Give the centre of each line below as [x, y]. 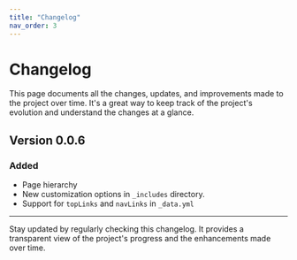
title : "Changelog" [45, 17]
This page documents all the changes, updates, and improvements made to [147, 94]
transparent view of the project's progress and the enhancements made [140, 239]
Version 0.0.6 [47, 140]
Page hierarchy [49, 185]
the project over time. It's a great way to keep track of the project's [131, 103]
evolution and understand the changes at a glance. [102, 112]
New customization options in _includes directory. [113, 195]
